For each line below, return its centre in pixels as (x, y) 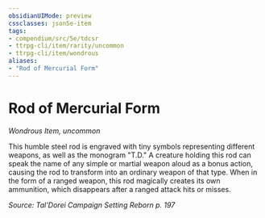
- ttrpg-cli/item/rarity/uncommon (66, 46)
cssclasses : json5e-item (50, 23)
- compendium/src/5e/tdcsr (54, 38)
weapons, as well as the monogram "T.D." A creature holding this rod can (130, 155)
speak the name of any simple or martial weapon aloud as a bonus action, (131, 163)
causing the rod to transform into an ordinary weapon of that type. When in (133, 172)
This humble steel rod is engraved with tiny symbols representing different (132, 146)
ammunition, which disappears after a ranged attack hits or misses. (120, 189)
